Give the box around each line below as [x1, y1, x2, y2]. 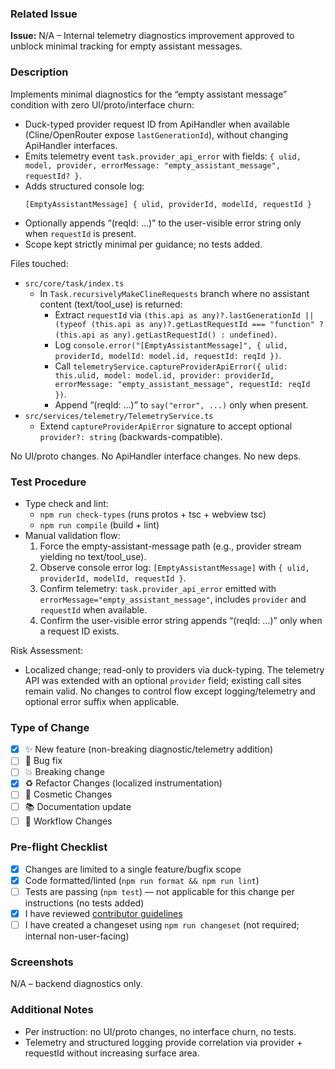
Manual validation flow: [24, 529, 121, 541]
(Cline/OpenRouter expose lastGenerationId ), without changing [24, 128, 289, 141]
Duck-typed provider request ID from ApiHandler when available [24, 118, 290, 130]
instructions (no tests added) [24, 897, 145, 909]
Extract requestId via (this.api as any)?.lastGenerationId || [54, 308, 315, 321]
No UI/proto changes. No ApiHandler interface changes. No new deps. [10, 450, 302, 462]
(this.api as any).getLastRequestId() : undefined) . [54, 328, 278, 340]
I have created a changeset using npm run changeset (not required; [24, 919, 300, 931]
